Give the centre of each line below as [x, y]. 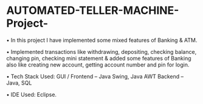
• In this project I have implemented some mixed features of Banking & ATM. [102, 40]
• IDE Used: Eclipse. [31, 94]
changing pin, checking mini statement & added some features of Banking [99, 58]
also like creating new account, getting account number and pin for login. [98, 65]
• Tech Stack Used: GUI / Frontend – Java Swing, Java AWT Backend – [95, 76]
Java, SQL [19, 83]
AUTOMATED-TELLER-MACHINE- [93, 11]
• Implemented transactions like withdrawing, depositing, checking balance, [101, 51]
